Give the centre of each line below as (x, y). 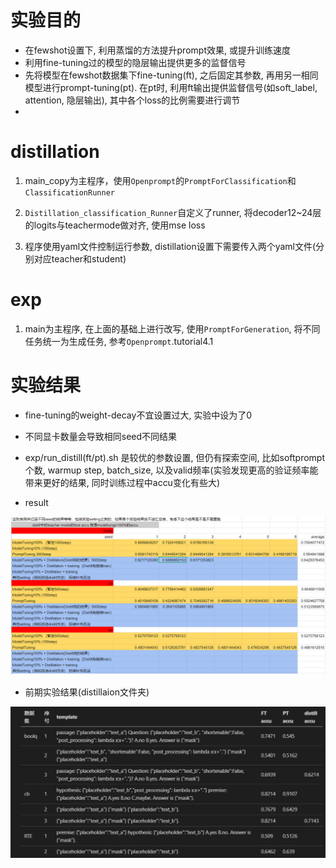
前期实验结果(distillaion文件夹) (87, 692)
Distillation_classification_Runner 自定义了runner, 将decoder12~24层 (173, 212)
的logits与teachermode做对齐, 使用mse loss (115, 225)
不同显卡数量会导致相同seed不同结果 (101, 436)
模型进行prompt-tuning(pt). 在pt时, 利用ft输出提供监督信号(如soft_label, (171, 87)
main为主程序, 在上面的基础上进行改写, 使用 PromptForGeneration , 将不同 (172, 328)
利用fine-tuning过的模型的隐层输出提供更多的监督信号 (135, 62)
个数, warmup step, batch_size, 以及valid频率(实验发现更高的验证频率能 (171, 470)
